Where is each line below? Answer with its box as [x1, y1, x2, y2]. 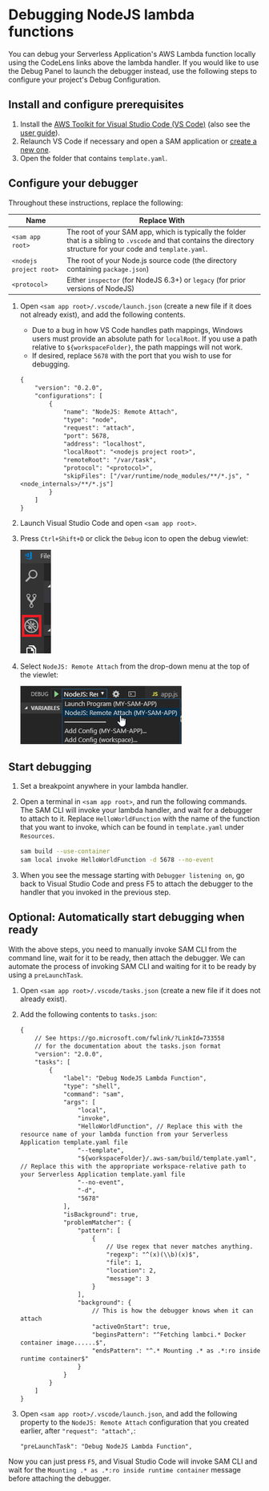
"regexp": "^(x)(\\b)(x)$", [106, 1251, 200, 1259]
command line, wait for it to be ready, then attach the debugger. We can [8, 952, 246, 963]
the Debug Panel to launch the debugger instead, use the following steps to [8, 66, 258, 75]
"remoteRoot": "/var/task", [62, 456, 157, 464]
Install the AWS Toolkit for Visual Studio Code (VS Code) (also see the [19, 119, 251, 129]
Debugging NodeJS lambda [8, 6, 195, 24]
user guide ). [19, 127, 60, 137]
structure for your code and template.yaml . [66, 244, 208, 254]
